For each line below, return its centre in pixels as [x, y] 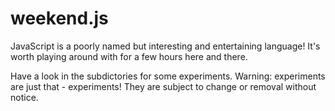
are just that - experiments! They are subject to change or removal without [163, 86]
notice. [24, 97]
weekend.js [59, 18]
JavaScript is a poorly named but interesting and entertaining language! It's [165, 46]
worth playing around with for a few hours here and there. [129, 56]
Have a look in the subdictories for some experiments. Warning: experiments [168, 76]
